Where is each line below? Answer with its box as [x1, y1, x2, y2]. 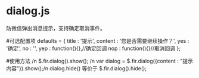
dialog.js [6, 4, 50, 18]
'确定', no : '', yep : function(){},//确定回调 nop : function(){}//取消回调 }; [6, 45, 181, 52]
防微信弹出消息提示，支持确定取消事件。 [6, 24, 105, 32]
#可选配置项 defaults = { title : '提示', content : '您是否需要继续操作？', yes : [6, 37, 189, 44]
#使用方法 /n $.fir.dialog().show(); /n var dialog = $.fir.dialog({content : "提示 [6, 57, 194, 64]
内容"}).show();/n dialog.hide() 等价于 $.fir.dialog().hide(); [6, 64, 147, 72]
